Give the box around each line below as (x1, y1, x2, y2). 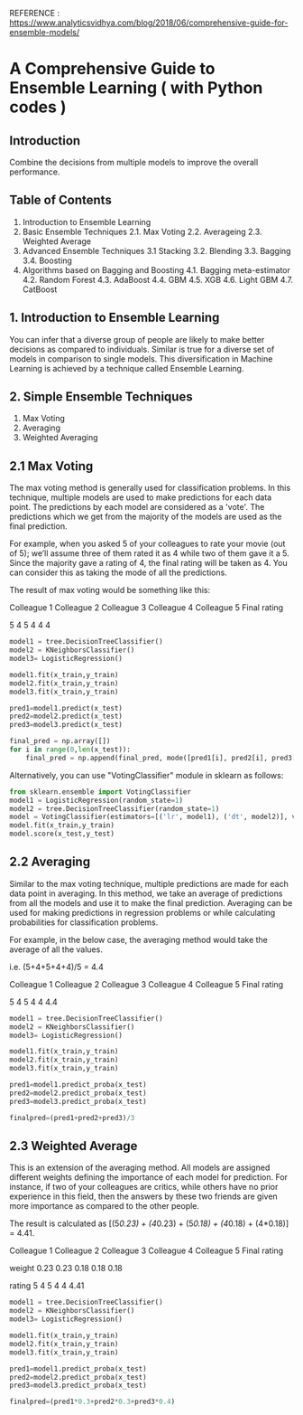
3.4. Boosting (22, 255, 72, 266)
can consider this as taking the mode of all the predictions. (9, 567, 227, 578)
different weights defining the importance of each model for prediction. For (9, 1172, 289, 1183)
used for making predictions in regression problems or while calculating (9, 907, 276, 918)
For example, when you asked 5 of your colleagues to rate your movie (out (9, 538, 286, 550)
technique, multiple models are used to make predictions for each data (9, 492, 272, 503)
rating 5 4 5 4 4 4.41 (9, 1280, 85, 1291)
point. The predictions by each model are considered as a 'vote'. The (9, 502, 265, 513)
